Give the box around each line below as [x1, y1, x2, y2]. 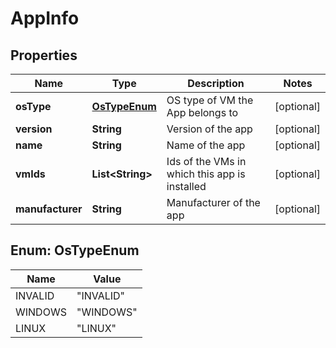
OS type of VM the [166, 93, 254, 107]
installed [166, 180, 207, 193]
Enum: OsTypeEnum [10, 242, 140, 259]
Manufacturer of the [166, 196, 261, 209]
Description [187, 77, 245, 90]
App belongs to [166, 106, 239, 119]
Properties [10, 47, 78, 64]
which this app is [166, 167, 246, 181]
